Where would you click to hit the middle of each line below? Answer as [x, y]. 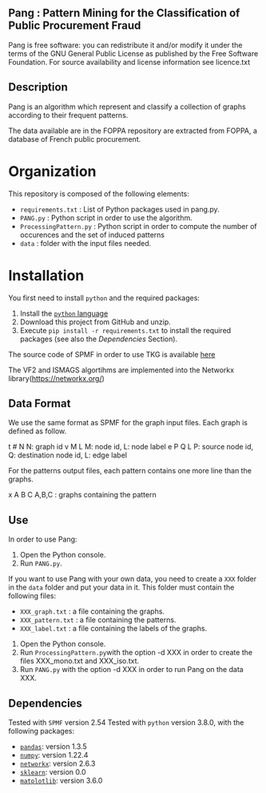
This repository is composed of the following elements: [99, 193]
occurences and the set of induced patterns [92, 235]
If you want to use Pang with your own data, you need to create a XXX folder [133, 579]
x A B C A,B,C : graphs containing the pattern [83, 495]
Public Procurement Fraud [75, 26]
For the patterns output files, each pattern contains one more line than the [130, 471]
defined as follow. [37, 431]
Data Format [40, 403]
